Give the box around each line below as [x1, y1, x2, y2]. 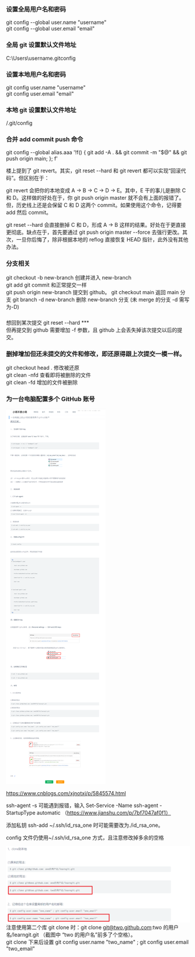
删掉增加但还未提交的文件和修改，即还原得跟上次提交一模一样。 [6, 350, 186, 358]
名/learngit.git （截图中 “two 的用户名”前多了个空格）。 [6, 931, 136, 938]
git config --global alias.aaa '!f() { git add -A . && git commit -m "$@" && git [6, 149, 187, 156]
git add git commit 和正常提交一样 [6, 281, 87, 288]
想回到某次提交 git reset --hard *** [6, 319, 89, 326]
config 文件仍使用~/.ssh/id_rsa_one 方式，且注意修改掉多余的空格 [6, 834, 165, 842]
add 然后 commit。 [6, 209, 51, 216]
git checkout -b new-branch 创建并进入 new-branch [6, 274, 131, 281]
